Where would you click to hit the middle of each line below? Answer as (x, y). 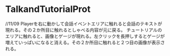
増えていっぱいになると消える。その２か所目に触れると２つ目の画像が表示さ (85, 42)
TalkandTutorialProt (48, 9)
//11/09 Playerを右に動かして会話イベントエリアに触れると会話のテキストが (84, 23)
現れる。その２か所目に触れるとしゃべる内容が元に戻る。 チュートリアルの (84, 30)
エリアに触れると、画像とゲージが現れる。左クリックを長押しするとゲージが (85, 36)
